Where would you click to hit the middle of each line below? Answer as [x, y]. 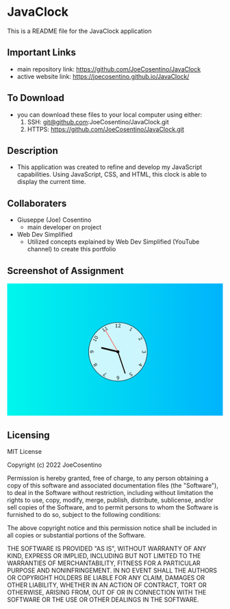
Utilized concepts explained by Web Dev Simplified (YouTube [113, 242]
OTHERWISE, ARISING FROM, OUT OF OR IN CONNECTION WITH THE [107, 592]
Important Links [42, 53]
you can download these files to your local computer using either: [110, 115]
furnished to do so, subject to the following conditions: [84, 514]
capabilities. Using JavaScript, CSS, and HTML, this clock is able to [112, 174]
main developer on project [64, 227]
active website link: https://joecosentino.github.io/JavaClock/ [103, 76]
